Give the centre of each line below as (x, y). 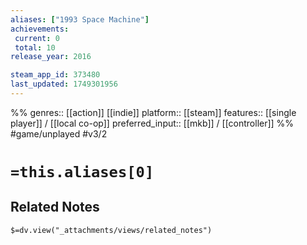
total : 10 (35, 47)
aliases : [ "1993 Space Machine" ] (80, 19)
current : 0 (37, 38)
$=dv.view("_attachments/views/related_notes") (111, 230)
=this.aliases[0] (82, 172)
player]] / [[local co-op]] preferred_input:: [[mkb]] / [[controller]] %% (152, 123)
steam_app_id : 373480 (55, 75)
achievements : (40, 29)
